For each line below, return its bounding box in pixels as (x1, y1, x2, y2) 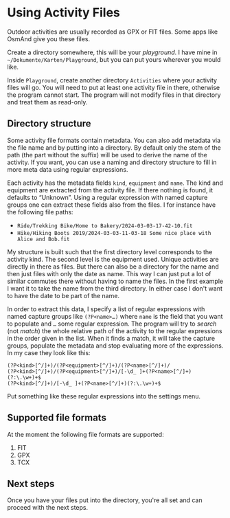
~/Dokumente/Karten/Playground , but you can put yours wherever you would (7, 55, 221, 63)
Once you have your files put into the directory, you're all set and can (7, 496, 203, 504)
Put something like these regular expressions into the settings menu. (7, 392, 201, 400)
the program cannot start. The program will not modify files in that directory (7, 91, 221, 99)
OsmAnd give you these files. (7, 34, 91, 43)
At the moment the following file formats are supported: (7, 430, 164, 438)
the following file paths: (7, 207, 73, 216)
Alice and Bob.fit (16, 236, 70, 243)
